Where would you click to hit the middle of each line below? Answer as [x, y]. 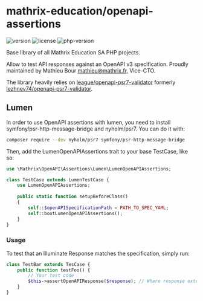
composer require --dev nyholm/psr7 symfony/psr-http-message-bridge [96, 140]
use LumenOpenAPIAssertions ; [54, 186]
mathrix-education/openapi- [80, 11]
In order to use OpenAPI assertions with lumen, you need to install [89, 122]
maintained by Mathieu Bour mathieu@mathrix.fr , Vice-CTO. [81, 70]
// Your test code [51, 276]
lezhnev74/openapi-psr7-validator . [49, 88]
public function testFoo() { [54, 270]
